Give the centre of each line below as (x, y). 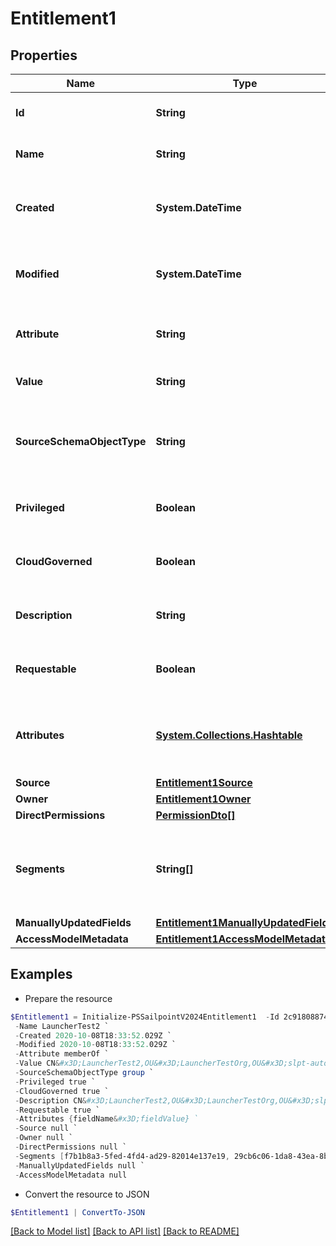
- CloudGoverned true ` (62, 1091)
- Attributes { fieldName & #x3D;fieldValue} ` (106, 1119)
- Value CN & (37, 1063)
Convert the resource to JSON (87, 1194)
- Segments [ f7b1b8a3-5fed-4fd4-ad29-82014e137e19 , (122, 1156)
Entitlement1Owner (203, 799)
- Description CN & (50, 1100)
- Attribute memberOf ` (62, 1054)
